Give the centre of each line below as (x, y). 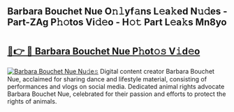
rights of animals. (32, 101)
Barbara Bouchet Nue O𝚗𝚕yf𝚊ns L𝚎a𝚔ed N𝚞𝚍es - (117, 11)
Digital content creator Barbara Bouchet (158, 71)
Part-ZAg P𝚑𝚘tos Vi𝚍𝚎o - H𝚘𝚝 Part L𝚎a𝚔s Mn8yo (117, 23)
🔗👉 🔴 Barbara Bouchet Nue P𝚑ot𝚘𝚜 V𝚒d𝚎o (104, 51)
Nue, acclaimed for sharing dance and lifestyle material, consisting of (107, 79)
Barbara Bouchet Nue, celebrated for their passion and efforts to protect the (117, 94)
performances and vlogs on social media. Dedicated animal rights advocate (116, 87)
